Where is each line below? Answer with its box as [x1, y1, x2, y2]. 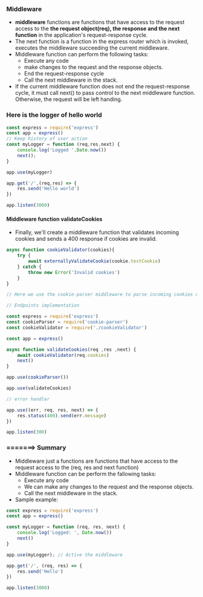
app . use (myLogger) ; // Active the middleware [6, 552, 123, 558]
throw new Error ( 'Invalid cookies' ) [28, 269, 120, 275]
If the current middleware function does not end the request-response [14, 83, 190, 90]
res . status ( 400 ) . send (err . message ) [17, 413, 107, 419]
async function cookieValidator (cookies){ [6, 247, 115, 253]
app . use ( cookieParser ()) [6, 374, 69, 380]
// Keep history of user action [6, 135, 88, 142]
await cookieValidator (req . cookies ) [17, 352, 110, 358]
